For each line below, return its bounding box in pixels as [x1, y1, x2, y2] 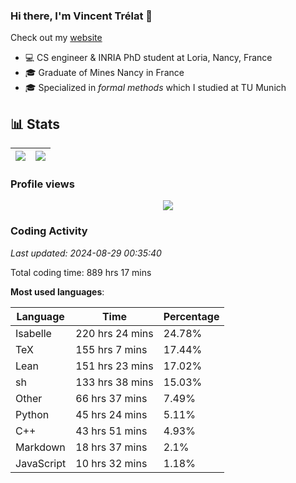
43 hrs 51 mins [75, 424, 148, 438]
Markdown [15, 440, 66, 454]
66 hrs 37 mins [75, 391, 148, 405]
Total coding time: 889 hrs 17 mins [10, 266, 152, 278]
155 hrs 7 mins [75, 342, 148, 356]
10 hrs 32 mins [75, 456, 148, 470]
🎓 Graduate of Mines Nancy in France [24, 67, 185, 79]
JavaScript [15, 456, 67, 470]
